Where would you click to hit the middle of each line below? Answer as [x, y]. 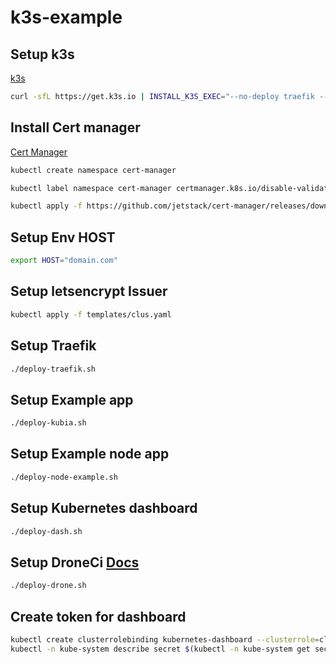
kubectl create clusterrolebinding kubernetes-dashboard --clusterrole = [165, 639]
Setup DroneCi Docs [75, 562]
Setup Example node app [90, 454]
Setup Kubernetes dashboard [104, 508]
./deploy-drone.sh [48, 586]
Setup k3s [42, 54]
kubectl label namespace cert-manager [91, 188]
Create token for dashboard [98, 616]
